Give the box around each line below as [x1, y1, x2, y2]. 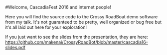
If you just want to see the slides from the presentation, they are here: [5, 34, 149, 40]
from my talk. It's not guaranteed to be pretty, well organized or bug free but [5, 19, 162, 25]
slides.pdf [5, 45, 26, 50]
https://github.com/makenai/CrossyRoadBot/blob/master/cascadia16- [5, 39, 148, 45]
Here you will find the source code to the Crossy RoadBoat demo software [5, 14, 158, 19]
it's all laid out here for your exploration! [5, 24, 87, 30]
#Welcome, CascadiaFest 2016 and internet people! [5, 4, 111, 10]
